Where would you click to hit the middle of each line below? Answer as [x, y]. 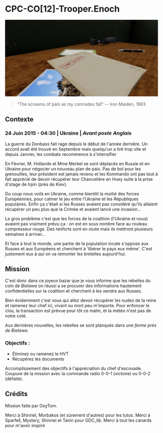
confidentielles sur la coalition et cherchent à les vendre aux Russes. [73, 291]
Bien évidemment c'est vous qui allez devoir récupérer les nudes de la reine [81, 300]
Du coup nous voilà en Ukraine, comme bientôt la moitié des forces [72, 193]
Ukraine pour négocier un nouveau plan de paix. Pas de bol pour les [73, 169]
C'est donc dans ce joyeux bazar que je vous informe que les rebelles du [78, 281]
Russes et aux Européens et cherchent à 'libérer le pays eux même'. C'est [79, 248]
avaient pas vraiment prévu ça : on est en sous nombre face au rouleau [76, 224]
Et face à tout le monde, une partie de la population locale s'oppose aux [77, 243]
